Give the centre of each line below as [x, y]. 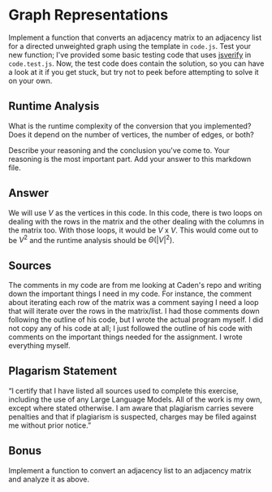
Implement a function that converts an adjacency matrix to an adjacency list [135, 37]
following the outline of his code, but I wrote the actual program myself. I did [136, 320]
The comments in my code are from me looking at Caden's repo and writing [135, 285]
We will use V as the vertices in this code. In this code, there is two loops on [135, 212]
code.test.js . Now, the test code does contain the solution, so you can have [136, 63]
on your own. [30, 81]
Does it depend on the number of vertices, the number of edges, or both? [131, 134]
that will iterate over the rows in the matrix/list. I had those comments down [134, 311]
